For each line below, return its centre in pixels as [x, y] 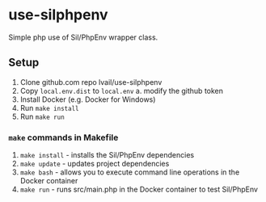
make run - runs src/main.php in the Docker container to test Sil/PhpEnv [139, 189]
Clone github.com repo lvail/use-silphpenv [91, 82]
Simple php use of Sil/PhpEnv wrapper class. [83, 37]
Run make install [49, 107]
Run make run [42, 116]
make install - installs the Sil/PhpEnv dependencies [107, 155]
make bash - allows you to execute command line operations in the [130, 172]
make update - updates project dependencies [95, 164]
